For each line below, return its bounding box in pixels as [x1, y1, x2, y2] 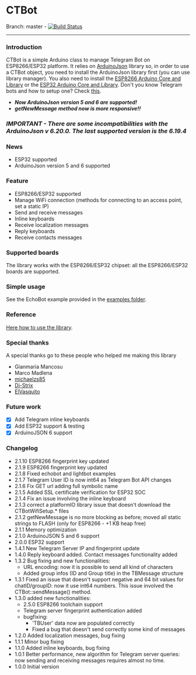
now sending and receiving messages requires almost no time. [14, 657, 165, 664]
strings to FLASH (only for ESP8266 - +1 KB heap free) [14, 520, 146, 527]
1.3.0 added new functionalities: [14, 594, 91, 601]
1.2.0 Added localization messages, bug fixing [14, 632, 125, 639]
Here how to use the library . [6, 323, 73, 331]
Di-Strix [14, 381, 33, 388]
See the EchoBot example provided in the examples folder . [6, 296, 147, 303]
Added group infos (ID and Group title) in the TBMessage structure [23, 570, 184, 577]
